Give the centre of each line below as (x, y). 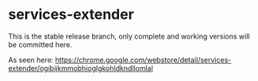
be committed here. (40, 44)
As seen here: (31, 60)
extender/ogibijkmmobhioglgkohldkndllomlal (81, 68)
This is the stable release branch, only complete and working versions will (129, 36)
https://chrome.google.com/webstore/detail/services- (143, 60)
